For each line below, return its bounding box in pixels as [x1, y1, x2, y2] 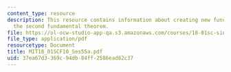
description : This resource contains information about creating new [7, 16, 211, 23]
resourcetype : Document [7, 42, 76, 49]
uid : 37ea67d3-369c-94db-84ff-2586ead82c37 [7, 55, 134, 62]
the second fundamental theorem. [13, 23, 109, 29]
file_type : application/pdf [7, 36, 88, 43]
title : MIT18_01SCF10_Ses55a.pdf [7, 49, 103, 56]
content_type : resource [7, 10, 76, 17]
